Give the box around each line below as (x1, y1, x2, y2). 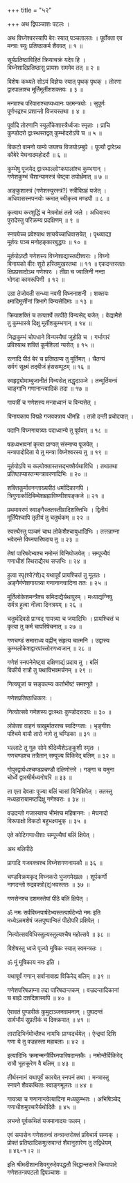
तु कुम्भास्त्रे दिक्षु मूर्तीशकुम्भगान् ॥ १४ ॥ (7, 319, 92, 327)
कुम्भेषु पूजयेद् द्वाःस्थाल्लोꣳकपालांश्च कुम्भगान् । (7, 165, 107, 173)
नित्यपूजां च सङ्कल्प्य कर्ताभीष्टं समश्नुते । (7, 680, 99, 688)
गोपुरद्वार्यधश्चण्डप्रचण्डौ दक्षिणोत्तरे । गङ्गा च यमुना (7, 765, 114, 774)
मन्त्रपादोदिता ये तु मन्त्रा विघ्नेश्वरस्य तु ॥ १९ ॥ (7, 448, 107, 456)
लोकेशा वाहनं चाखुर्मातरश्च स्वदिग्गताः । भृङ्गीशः (7, 722, 112, 730)
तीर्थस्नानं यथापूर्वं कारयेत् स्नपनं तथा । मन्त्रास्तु (7, 1073, 110, 1081)
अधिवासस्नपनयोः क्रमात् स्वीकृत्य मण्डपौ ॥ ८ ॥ (7, 195, 110, 202)
